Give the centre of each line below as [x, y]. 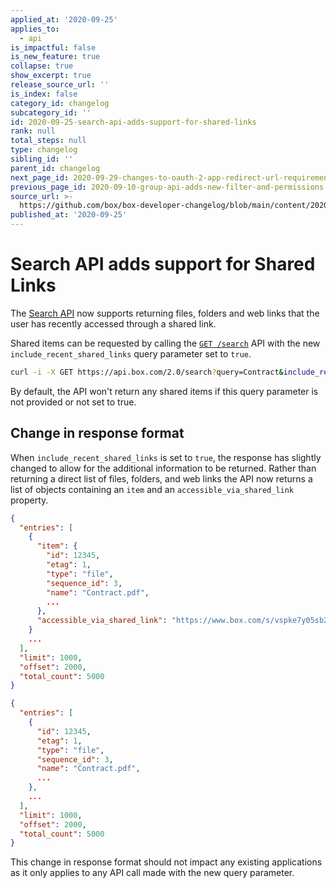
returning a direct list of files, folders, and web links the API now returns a [161, 478]
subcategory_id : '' [51, 112]
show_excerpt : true [51, 76]
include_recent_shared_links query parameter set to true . [131, 353]
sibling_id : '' [42, 159]
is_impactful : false [53, 47]
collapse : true [42, 66]
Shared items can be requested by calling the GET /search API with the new [165, 343]
